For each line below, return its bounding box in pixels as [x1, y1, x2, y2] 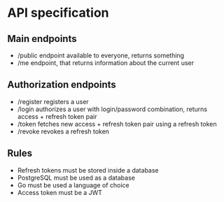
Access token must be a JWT [17, 188, 103, 196]
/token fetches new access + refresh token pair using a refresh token [17, 120, 217, 128]
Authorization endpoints [7, 79, 117, 91]
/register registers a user [17, 97, 89, 106]
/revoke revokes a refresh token [17, 127, 110, 136]
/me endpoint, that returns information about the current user [17, 59, 195, 67]
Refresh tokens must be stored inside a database [17, 166, 159, 174]
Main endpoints [7, 33, 77, 45]
